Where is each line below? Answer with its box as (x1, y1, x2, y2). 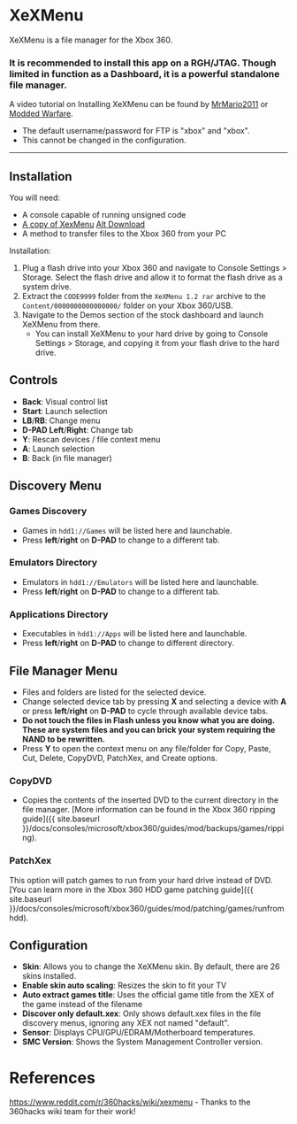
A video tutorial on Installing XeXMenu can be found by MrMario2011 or (9, 99, 269, 110)
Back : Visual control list (21, 396, 109, 407)
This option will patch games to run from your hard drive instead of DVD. (9, 874, 273, 885)
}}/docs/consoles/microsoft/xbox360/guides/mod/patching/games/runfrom (9, 903, 285, 913)
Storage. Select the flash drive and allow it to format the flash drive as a (21, 272, 283, 283)
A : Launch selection (21, 443, 95, 454)
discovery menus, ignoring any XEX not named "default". (21, 1018, 230, 1028)
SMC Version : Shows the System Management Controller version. (21, 1036, 263, 1047)
